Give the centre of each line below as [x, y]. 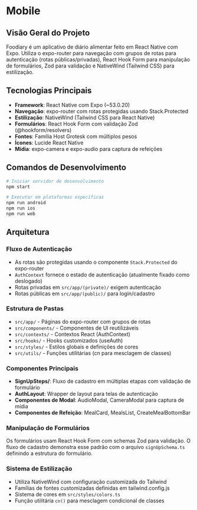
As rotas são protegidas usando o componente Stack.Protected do [96, 262]
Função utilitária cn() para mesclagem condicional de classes [89, 501]
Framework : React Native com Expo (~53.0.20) [72, 105]
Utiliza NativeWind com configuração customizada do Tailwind [91, 482]
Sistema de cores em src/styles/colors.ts [68, 494]
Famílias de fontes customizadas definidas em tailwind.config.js [92, 488]
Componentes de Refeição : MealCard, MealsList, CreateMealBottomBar [102, 413]
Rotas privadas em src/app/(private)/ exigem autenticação [88, 287]
